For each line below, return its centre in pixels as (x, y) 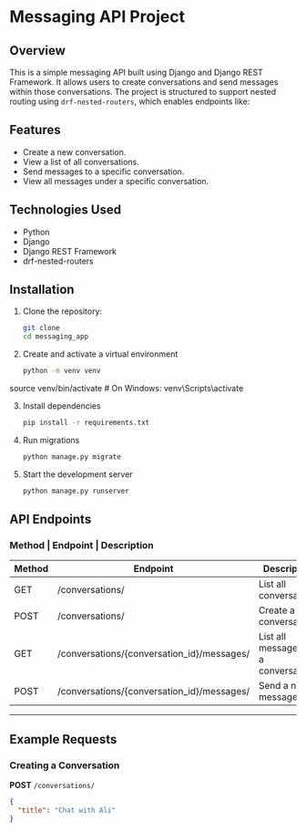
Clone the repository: (62, 311)
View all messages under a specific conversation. (116, 181)
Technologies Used (65, 210)
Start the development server (78, 474)
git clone (41, 328)
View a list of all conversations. (81, 161)
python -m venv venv (61, 371)
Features (35, 130)
